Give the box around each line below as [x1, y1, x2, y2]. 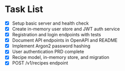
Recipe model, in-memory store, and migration [12, 54, 110, 60]
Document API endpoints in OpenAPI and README [12, 37, 117, 43]
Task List [5, 4, 44, 15]
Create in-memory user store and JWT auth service [12, 26, 120, 32]
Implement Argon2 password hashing [12, 43, 91, 49]
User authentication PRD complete [12, 49, 85, 55]
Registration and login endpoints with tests [12, 32, 101, 38]
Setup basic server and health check [12, 20, 89, 26]
